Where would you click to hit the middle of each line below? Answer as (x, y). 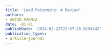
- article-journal (25, 39)
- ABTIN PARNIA (22, 19)
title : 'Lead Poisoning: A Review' (43, 10)
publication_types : (26, 34)
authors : (15, 15)
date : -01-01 (19, 24)
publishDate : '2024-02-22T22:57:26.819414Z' (54, 29)
